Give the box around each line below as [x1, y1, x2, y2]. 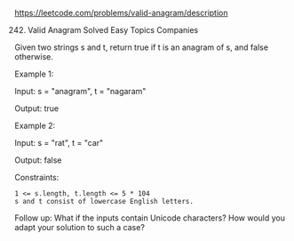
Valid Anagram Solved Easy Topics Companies [27, 25, 199, 35]
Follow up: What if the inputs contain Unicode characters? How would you [14, 213, 285, 223]
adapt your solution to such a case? [14, 222, 146, 232]
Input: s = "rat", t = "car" [14, 138, 104, 148]
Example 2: [14, 120, 56, 131]
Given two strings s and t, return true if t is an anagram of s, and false [14, 42, 269, 52]
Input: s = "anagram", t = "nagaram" [14, 86, 147, 96]
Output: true [14, 103, 60, 114]
